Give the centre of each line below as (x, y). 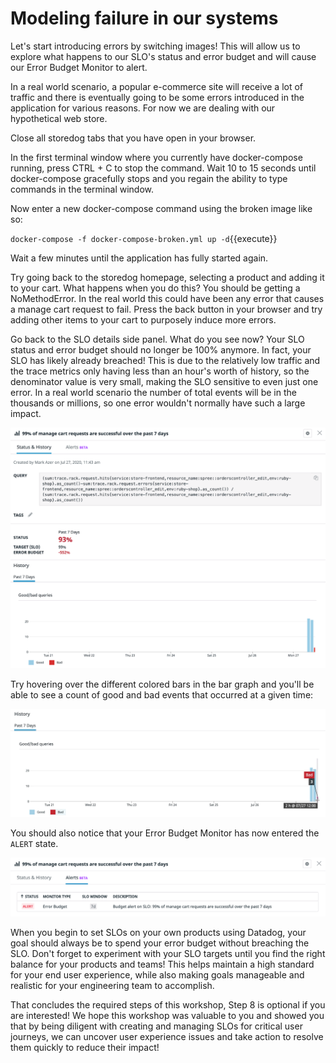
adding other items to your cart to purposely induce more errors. (143, 319)
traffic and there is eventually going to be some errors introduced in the (157, 97)
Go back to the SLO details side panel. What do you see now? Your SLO (157, 339)
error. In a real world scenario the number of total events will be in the (153, 392)
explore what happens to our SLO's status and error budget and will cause (163, 56)
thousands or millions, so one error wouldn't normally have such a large (158, 403)
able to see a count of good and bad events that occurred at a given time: (162, 695)
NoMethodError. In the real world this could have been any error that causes (167, 298)
